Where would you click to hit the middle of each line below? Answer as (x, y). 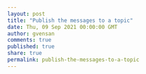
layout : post (26, 14)
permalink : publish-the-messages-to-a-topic (73, 60)
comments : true (29, 40)
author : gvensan (31, 33)
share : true (25, 54)
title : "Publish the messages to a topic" (70, 20)
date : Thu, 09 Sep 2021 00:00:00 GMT (62, 27)
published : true (31, 47)
